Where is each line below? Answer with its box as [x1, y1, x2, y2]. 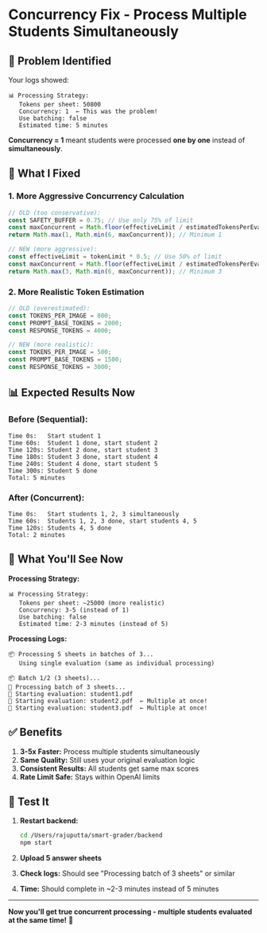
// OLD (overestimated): [8, 304, 91, 312]
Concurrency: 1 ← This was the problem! [18, 107, 158, 115]
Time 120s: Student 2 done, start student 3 [8, 445, 158, 454]
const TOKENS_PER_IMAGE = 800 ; [8, 312, 112, 320]
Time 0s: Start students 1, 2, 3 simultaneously [8, 510, 180, 518]
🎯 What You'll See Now [8, 553, 124, 566]
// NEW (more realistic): [8, 340, 94, 349]
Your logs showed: [8, 76, 69, 84]
